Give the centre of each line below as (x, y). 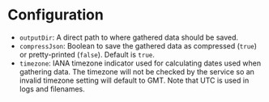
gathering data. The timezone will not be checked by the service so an (137, 71)
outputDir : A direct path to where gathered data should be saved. (129, 37)
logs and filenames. (52, 89)
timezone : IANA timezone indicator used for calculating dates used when (140, 63)
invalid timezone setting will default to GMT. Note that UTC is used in (134, 80)
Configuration (56, 15)
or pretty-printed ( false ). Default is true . (87, 54)
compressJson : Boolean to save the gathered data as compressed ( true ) (138, 45)
